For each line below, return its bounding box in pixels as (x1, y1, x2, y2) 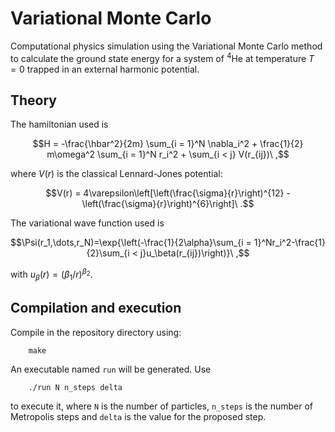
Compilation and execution (10, 300, 182, 317)
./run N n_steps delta (28, 382, 123, 392)
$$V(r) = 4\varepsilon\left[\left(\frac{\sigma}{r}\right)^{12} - (45, 187, 291, 199)
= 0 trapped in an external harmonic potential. (10, 63, 200, 75)
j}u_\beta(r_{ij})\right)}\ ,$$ (139, 247, 250, 259)
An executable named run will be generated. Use (10, 363, 212, 375)
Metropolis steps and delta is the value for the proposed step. (10, 410, 267, 422)
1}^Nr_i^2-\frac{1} (253, 237, 326, 249)
